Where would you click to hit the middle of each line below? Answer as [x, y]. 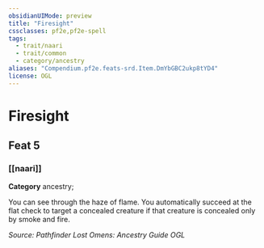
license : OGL [30, 76]
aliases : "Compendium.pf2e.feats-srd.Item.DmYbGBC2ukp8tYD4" [113, 69]
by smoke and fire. [40, 219]
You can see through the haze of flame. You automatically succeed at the [130, 202]
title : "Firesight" [41, 23]
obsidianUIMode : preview [50, 16]
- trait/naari [39, 46]
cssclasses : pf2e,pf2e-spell [57, 31]
